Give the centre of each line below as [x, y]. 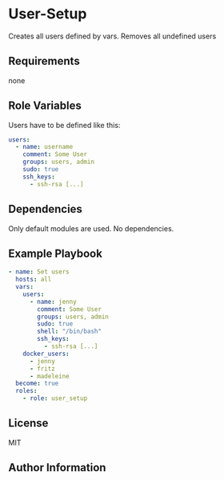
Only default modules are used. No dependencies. [91, 228]
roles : [26, 391]
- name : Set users [39, 272]
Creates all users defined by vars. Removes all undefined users [112, 36]
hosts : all [34, 280]
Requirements [44, 61]
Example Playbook [55, 253]
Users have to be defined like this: [64, 125]
